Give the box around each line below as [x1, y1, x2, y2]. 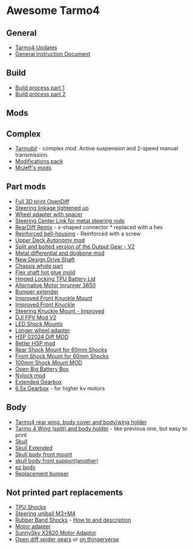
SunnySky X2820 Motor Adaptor [15, 529, 97, 537]
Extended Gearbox [15, 378, 62, 385]
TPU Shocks [15, 504, 47, 511]
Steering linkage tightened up [15, 204, 89, 211]
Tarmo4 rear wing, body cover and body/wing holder [15, 418, 147, 425]
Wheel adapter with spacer [15, 211, 83, 218]
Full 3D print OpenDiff [15, 198, 70, 205]
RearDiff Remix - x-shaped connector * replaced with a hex [15, 223, 163, 231]
